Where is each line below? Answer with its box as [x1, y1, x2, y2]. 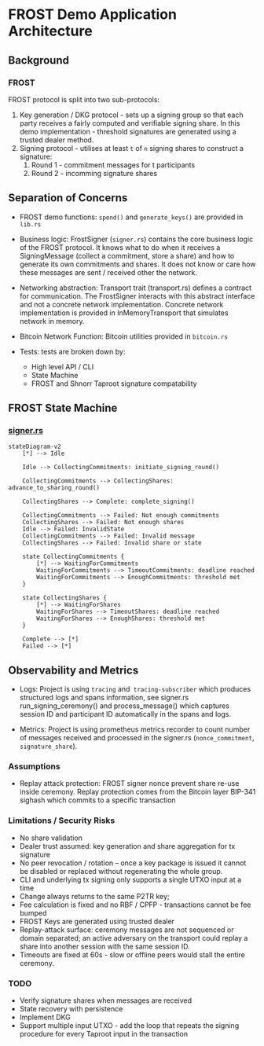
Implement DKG [19, 1012, 71, 1022]
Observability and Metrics [8, 663, 139, 677]
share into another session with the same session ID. [19, 941, 190, 951]
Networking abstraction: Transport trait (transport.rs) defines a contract [19, 283, 252, 292]
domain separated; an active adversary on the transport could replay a [19, 933, 248, 942]
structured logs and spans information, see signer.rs [19, 693, 189, 703]
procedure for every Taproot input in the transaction [19, 1029, 189, 1039]
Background [8, 53, 69, 67]
